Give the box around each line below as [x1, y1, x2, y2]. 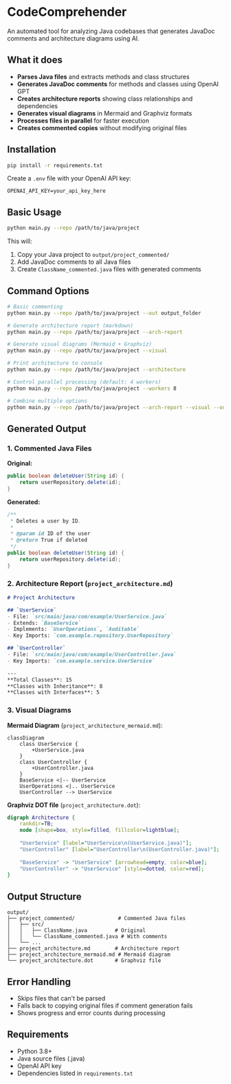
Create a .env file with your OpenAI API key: [7, 174, 132, 183]
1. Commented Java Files [7, 444, 92, 453]
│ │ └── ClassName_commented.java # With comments [7, 933, 168, 940]
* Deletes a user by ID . [10, 517, 81, 524]
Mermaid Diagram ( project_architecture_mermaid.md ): [7, 721, 163, 729]
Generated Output [7, 423, 87, 435]
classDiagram [7, 734, 45, 741]
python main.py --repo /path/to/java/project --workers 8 [7, 385, 177, 392]
